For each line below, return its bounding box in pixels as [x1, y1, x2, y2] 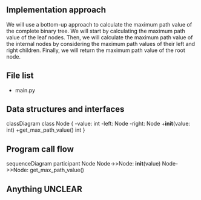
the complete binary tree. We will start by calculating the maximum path [6, 27, 186, 34]
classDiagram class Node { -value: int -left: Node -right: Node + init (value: [6, 120, 191, 127]
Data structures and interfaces [6, 104, 125, 114]
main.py [15, 86, 35, 94]
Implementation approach [6, 5, 106, 15]
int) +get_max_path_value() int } [6, 126, 85, 134]
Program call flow [6, 144, 74, 154]
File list [6, 71, 35, 81]
